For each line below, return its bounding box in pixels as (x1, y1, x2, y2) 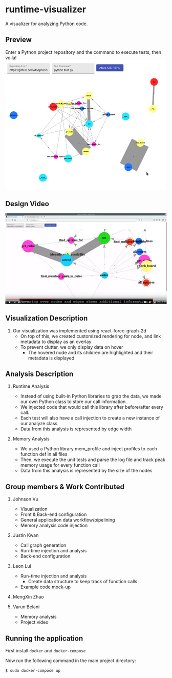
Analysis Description (5, 370, 74, 378)
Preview (5, 35, 32, 44)
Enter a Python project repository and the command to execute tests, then (5, 49, 162, 55)
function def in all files (20, 451, 68, 457)
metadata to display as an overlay (20, 338, 92, 345)
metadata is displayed (28, 355, 75, 361)
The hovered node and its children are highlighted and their (28, 349, 154, 355)
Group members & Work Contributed (5, 482, 124, 491)
